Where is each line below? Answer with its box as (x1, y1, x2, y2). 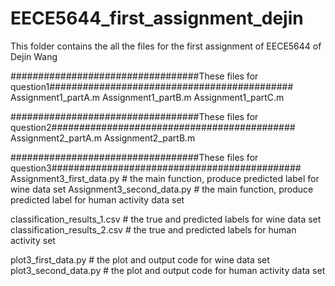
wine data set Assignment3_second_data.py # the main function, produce (10, 183, 314, 195)
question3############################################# (10, 162, 302, 174)
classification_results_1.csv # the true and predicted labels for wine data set (10, 213, 322, 225)
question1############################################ (10, 80, 294, 92)
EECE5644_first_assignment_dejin (10, 7, 304, 30)
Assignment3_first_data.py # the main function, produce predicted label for (10, 172, 320, 184)
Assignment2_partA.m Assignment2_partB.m (10, 132, 196, 144)
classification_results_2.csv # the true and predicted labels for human (10, 223, 297, 236)
